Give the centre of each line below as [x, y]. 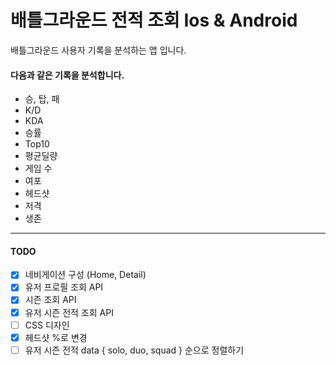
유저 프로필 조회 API [64, 287]
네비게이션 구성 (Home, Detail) [85, 275]
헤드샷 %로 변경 [56, 337]
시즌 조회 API [50, 300]
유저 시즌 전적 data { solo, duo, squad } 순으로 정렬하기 [134, 350]
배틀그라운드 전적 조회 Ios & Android [154, 20]
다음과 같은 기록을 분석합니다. [67, 75]
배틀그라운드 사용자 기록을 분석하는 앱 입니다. [98, 50]
